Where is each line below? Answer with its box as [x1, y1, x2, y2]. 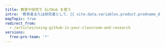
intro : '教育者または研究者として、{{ [5, 12, 75, 17]
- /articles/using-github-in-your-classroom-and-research [9, 25, 131, 30]
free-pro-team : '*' [9, 35, 50, 40]
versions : [5, 30, 26, 35]
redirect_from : [5, 21, 36, 26]
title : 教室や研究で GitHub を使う [5, 7, 71, 12]
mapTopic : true [5, 16, 36, 21]
